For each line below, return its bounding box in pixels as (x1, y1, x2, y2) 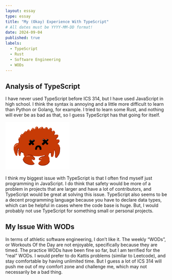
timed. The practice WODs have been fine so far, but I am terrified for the (5, 247, 160, 253)
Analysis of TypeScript (5, 82, 81, 91)
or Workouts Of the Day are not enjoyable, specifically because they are (5, 242, 158, 248)
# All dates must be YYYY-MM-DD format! (5, 25, 93, 30)
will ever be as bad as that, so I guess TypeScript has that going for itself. (5, 112, 161, 118)
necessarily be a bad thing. (5, 269, 63, 275)
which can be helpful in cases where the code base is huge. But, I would (5, 202, 159, 208)
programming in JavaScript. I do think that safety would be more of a (5, 180, 151, 187)
